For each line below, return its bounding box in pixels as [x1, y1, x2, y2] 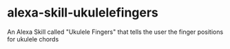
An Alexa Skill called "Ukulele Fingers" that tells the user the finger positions [7, 28, 224, 36]
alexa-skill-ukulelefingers [7, 5, 158, 21]
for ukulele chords [7, 35, 59, 43]
